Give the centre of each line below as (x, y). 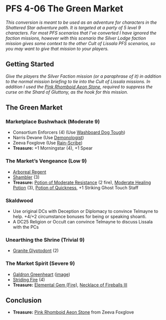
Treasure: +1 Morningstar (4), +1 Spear (53, 148)
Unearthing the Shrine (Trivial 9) (45, 240)
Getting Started (30, 64)
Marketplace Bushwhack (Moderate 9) (53, 122)
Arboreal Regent (29, 172)
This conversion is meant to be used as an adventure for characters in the (81, 22)
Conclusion (24, 300)
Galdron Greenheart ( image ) (41, 274)
